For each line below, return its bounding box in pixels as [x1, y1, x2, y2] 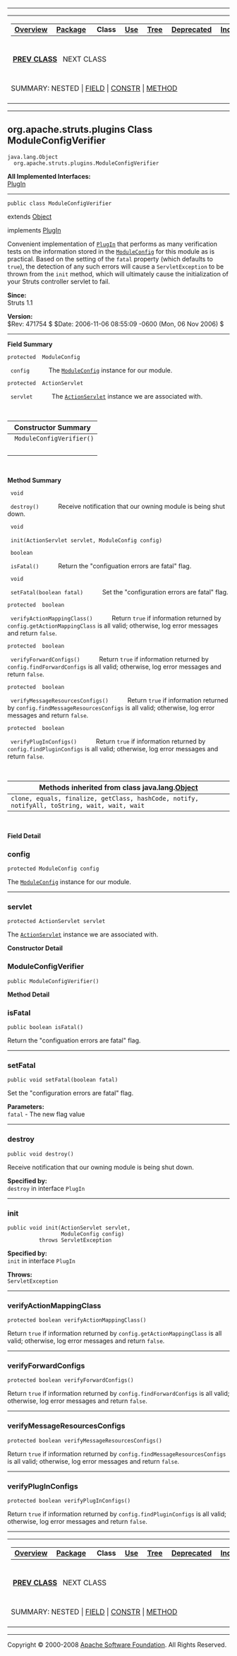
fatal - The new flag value [7, 1110, 85, 1119]
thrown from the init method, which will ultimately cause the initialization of [7, 269, 229, 278]
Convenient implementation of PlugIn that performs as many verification [7, 240, 217, 248]
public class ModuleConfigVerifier [7, 199, 112, 207]
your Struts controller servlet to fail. [7, 277, 111, 286]
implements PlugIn [7, 225, 61, 234]
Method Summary [7, 476, 61, 484]
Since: [7, 290, 27, 299]
